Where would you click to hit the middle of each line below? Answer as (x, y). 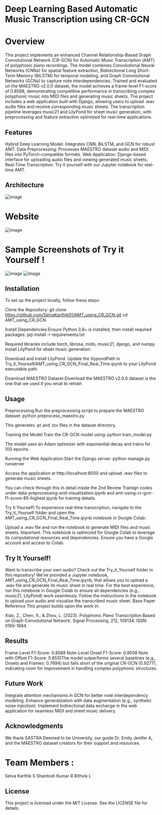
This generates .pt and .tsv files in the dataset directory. (61, 425)
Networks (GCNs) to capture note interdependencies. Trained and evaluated (81, 81)
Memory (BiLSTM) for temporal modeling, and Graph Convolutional (83, 76)
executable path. (22, 369)
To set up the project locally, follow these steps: (53, 301)
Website (22, 216)
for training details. (77, 498)
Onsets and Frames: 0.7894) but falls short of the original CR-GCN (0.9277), (81, 663)
